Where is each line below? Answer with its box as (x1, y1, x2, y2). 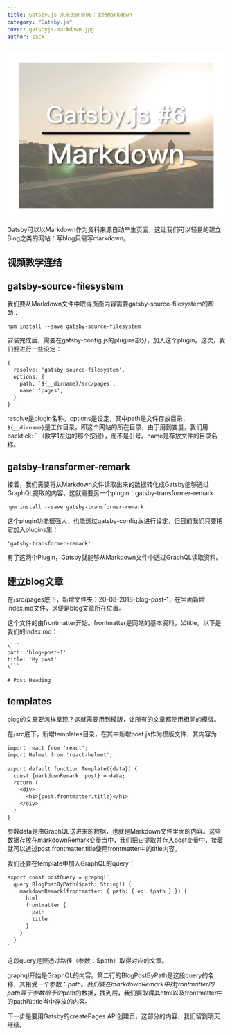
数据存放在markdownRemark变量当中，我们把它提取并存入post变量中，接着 (7, 836, 224, 844)
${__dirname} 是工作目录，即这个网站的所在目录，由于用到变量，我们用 (7, 423, 208, 431)
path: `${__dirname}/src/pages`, (19, 381, 116, 388)
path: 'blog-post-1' (7, 649, 67, 656)
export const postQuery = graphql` (7, 874, 110, 881)
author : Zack (7, 33, 45, 40)
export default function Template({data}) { (7, 765, 138, 772)
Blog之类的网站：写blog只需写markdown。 (7, 234, 130, 242)
